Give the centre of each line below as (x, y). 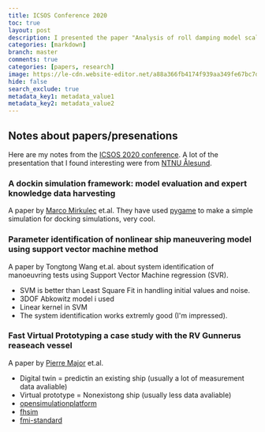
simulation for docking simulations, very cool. (82, 219)
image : (19, 74)
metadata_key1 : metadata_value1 (61, 96)
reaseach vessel (40, 346)
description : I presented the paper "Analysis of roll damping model (125, 38)
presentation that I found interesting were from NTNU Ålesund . (110, 163)
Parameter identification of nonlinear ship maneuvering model (130, 239)
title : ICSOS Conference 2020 (58, 15)
